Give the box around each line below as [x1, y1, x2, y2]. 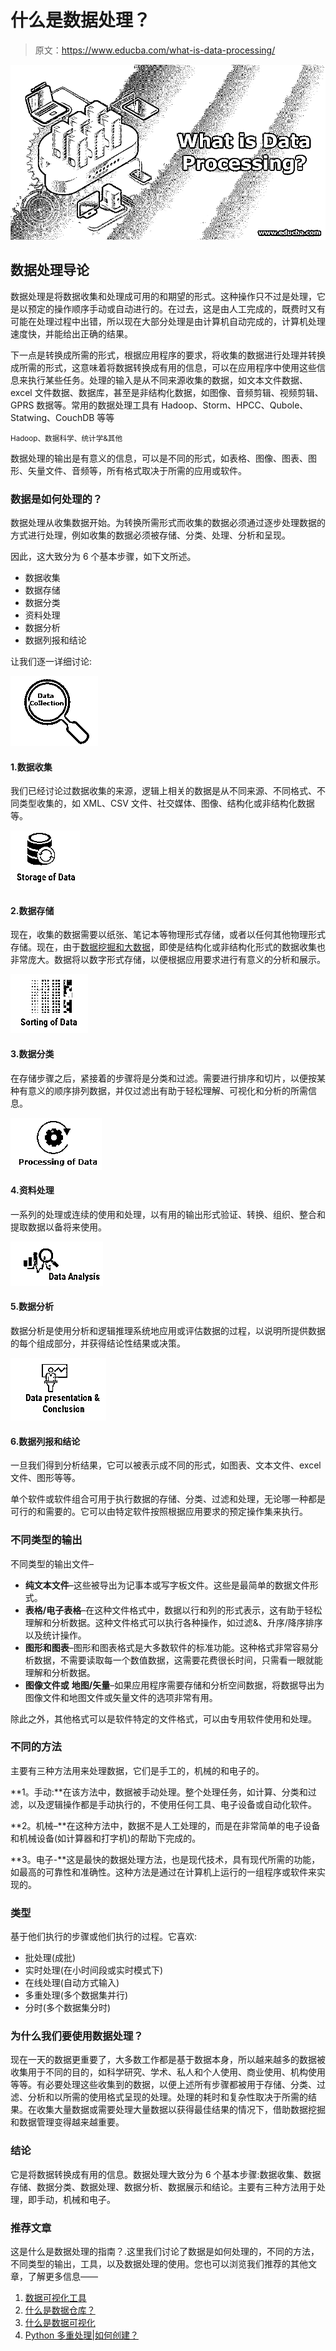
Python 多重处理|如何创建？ [24, 2329, 139, 2341]
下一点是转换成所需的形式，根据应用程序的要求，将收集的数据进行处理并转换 [10, 349, 326, 361]
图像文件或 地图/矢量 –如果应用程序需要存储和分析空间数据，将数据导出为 [24, 1679, 325, 1691]
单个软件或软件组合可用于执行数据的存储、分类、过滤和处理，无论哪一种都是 [10, 1493, 326, 1505]
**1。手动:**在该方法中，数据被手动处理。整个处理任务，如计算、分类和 [10, 1786, 308, 1798]
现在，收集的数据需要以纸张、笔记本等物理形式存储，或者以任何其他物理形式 [10, 929, 326, 941]
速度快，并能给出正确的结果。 [10, 327, 133, 340]
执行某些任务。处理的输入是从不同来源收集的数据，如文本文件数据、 [27, 374, 308, 386]
